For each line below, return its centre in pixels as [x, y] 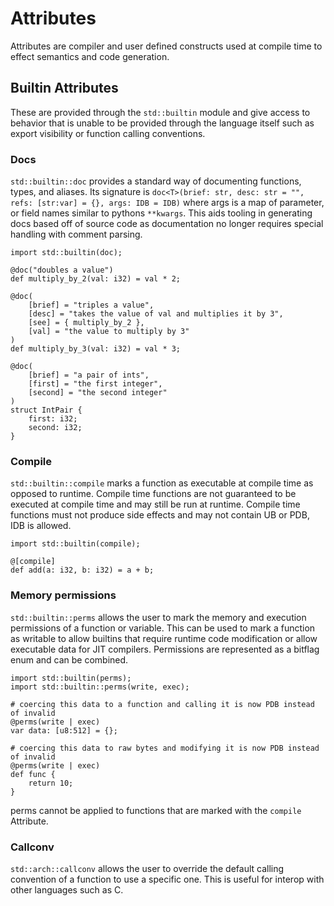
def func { [33, 774]
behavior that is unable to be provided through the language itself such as [162, 123]
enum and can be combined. [69, 659]
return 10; [51, 783]
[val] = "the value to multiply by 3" [109, 332]
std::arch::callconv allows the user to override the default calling [147, 868]
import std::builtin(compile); [75, 544]
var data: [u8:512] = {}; [64, 730]
